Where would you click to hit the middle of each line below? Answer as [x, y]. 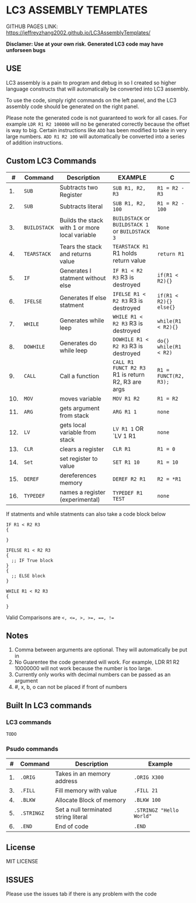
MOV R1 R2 [126, 399]
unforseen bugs [26, 50]
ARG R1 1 [125, 412]
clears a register [82, 449]
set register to [78, 459]
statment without [83, 278]
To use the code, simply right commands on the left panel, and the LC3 [91, 100]
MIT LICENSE [22, 861]
